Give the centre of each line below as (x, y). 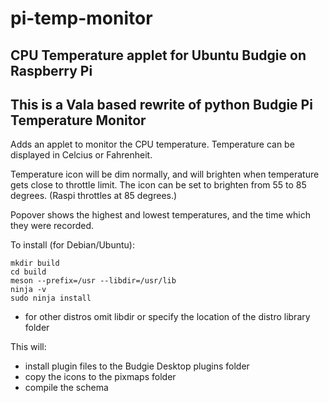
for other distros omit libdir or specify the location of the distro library (167, 317)
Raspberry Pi (51, 70)
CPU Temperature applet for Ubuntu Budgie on (158, 55)
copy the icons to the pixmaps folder (100, 377)
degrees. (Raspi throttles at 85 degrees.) (94, 196)
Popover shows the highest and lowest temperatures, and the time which (161, 215)
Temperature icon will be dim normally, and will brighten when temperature (165, 174)
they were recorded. (52, 226)
